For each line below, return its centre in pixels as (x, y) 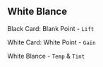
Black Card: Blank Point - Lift (51, 28)
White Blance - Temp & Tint (46, 56)
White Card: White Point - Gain (52, 42)
